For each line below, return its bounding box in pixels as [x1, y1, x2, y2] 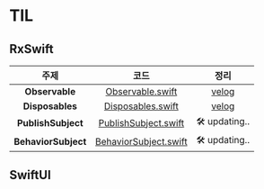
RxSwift [9, 41, 54, 57]
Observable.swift [105, 85, 178, 97]
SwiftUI [9, 167, 51, 183]
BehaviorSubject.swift [95, 135, 188, 148]
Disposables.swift [103, 100, 180, 112]
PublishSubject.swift [98, 116, 185, 129]
